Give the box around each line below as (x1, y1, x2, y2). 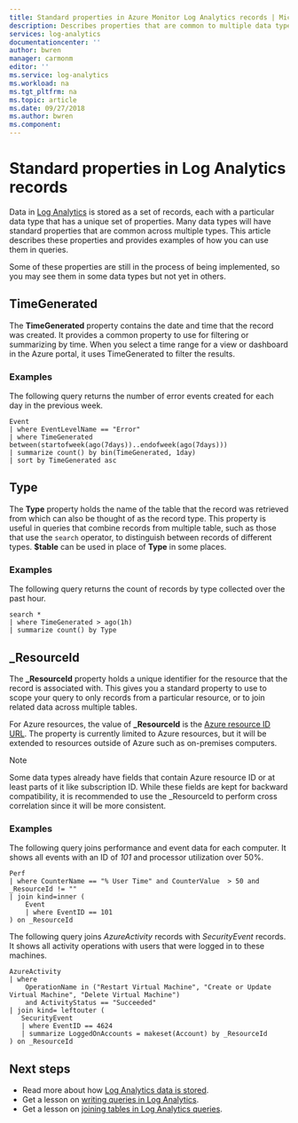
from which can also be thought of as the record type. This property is (9, 513, 266, 523)
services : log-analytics (9, 29, 101, 38)
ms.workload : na (9, 79, 69, 88)
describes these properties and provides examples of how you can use (9, 234, 269, 245)
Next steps (9, 1061, 71, 1076)
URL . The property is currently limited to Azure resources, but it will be (9, 728, 267, 739)
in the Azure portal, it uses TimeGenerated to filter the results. (9, 348, 235, 359)
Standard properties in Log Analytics (9, 159, 286, 178)
